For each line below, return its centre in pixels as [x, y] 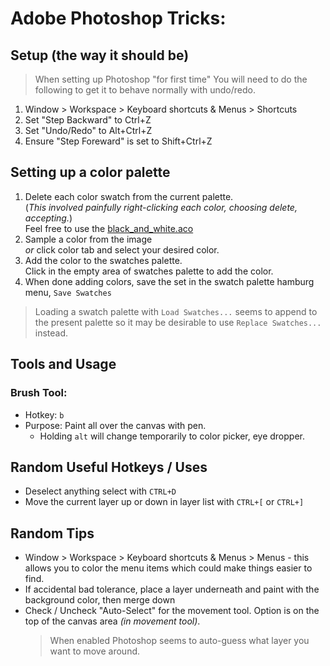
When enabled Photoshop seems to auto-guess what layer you [179, 641]
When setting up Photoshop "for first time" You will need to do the [171, 79]
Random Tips [52, 533]
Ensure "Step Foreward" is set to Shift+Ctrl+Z [118, 141]
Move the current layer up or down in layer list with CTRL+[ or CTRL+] [164, 502]
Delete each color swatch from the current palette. [129, 196]
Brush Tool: [39, 393]
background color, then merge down [100, 600]
